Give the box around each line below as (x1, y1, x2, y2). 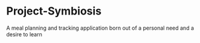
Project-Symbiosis (6, 4, 102, 18)
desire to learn (6, 30, 42, 38)
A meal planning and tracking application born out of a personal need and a (6, 24, 195, 31)
